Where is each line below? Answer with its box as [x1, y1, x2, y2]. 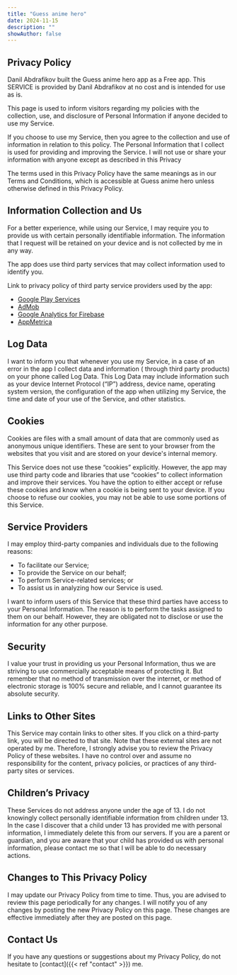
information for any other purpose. [7, 620, 108, 628]
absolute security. [7, 689, 60, 698]
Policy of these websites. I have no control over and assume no [7, 751, 192, 759]
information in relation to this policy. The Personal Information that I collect [7, 140, 224, 149]
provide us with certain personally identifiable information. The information [7, 231, 225, 240]
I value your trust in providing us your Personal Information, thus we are [7, 659, 216, 668]
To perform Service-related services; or [17, 576, 134, 585]
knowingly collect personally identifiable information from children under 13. [7, 813, 229, 822]
